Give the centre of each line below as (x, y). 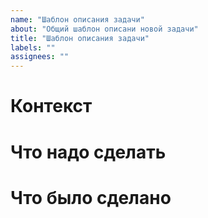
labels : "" (33, 47)
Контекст (51, 106)
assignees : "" (40, 57)
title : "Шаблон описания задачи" (80, 38)
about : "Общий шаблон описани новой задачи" (104, 29)
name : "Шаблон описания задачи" (77, 19)
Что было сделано (91, 197)
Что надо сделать (88, 152)
